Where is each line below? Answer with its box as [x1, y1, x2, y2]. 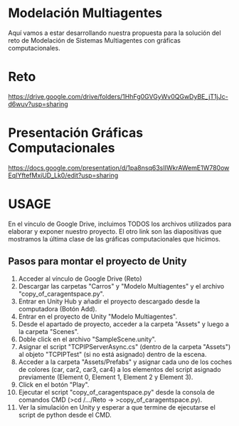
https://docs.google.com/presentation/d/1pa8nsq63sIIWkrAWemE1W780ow [8, 163, 230, 172]
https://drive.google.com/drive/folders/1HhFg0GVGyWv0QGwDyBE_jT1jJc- [8, 92, 228, 100]
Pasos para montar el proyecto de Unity [8, 255, 187, 268]
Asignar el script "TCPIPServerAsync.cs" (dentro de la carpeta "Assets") [18, 342, 231, 350]
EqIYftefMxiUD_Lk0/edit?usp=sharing [8, 171, 119, 180]
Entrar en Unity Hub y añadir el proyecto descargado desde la [18, 297, 200, 306]
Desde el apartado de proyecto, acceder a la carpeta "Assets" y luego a [18, 319, 230, 328]
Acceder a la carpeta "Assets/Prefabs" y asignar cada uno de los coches [18, 358, 233, 366]
